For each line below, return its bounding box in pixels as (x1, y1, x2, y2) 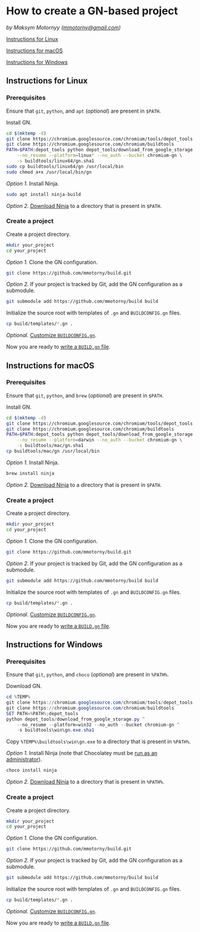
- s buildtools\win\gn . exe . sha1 (17, 727, 95, 734)
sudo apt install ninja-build (6, 191, 82, 197)
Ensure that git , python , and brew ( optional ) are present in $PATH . (6, 392, 164, 399)
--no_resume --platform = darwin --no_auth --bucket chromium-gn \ (17, 437, 183, 443)
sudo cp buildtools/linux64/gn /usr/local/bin (6, 163, 124, 169)
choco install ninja (6, 768, 58, 773)
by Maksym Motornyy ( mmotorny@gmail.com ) (6, 24, 121, 31)
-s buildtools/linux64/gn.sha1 (17, 158, 95, 164)
